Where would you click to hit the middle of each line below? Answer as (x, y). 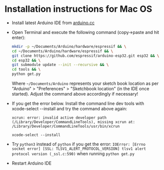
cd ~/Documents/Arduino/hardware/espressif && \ (62, 51)
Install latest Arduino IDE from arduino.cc (53, 23)
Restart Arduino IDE (32, 163)
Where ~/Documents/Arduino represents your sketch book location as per (85, 84)
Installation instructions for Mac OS (79, 9)
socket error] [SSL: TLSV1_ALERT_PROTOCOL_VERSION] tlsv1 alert (79, 149)
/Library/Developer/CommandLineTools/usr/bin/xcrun (66, 127)
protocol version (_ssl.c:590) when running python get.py (73, 154)
